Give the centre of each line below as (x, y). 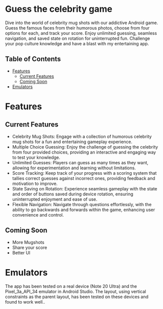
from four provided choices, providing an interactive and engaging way (84, 152)
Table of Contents (33, 59)
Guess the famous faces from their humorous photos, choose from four (77, 28)
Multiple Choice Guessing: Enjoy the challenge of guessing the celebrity (85, 147)
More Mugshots (28, 242)
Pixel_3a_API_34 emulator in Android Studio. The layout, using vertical (76, 291)
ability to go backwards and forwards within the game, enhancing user (83, 210)
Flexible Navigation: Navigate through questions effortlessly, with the (82, 204)
